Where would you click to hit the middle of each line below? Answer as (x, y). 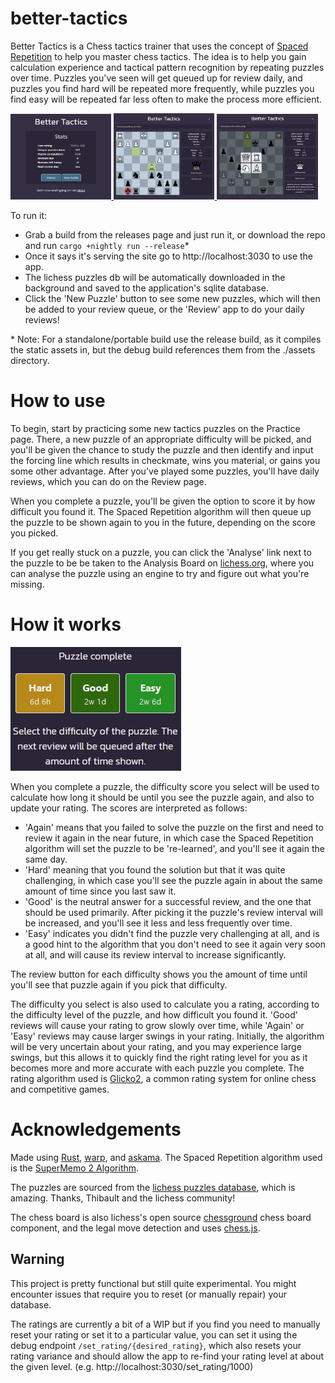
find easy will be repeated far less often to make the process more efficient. (166, 99)
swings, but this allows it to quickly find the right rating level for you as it (159, 1057)
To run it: (29, 216)
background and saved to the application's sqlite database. (146, 288)
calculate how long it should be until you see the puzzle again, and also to (162, 797)
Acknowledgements (96, 1129)
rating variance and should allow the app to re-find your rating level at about (167, 1356)
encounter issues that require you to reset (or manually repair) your (148, 1294)
